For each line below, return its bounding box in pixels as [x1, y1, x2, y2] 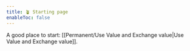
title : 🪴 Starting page [6, 8, 69, 15]
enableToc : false [6, 15, 50, 21]
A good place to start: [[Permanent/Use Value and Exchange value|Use [6, 31, 184, 38]
